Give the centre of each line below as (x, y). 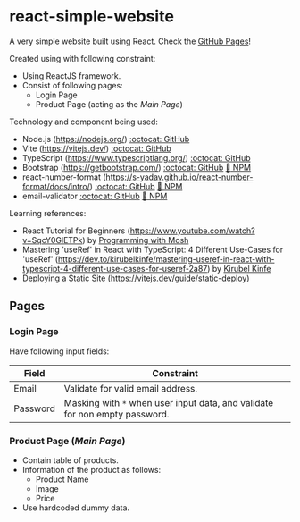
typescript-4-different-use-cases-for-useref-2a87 (115, 268)
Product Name (62, 479)
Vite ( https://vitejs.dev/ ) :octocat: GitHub (96, 148)
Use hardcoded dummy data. (76, 508)
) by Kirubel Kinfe (239, 268)
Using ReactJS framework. (71, 76)
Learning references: (48, 213)
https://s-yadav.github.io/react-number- (179, 177)
